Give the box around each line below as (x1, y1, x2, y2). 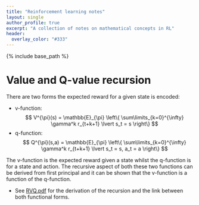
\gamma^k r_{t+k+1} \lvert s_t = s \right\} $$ (50, 120, 159, 127)
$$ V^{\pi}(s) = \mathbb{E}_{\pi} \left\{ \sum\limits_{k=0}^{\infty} (25, 113, 184, 121)
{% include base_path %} (6, 53, 69, 59)
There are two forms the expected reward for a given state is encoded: (6, 93, 180, 100)
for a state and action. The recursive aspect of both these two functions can (6, 163, 193, 170)
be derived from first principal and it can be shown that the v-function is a (6, 169, 188, 176)
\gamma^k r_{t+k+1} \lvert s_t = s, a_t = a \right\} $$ (41, 145, 168, 152)
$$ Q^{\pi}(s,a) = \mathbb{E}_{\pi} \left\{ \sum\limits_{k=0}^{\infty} (23, 138, 186, 146)
